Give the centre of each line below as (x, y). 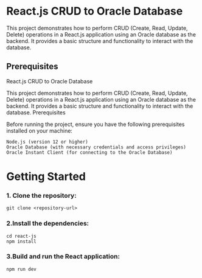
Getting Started (46, 176)
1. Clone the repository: (42, 195)
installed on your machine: (40, 130)
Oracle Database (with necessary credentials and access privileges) (96, 147)
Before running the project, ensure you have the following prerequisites (96, 124)
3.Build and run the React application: (63, 257)
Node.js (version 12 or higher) (47, 142)
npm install (21, 242)
